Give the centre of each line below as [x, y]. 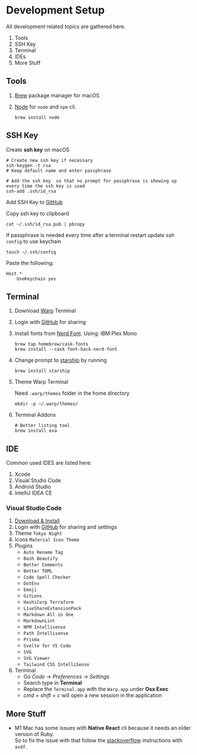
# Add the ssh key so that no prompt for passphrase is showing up [91, 181]
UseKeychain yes [37, 279]
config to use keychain [34, 241]
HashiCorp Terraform [48, 602]
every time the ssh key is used [45, 186]
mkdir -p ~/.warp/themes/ [46, 404]
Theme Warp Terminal [41, 382]
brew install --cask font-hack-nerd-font [66, 350]
